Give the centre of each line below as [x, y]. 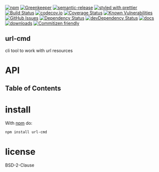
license [20, 152]
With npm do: [19, 123]
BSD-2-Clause [20, 165]
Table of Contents [33, 88]
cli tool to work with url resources [39, 50]
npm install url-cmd [26, 132]
